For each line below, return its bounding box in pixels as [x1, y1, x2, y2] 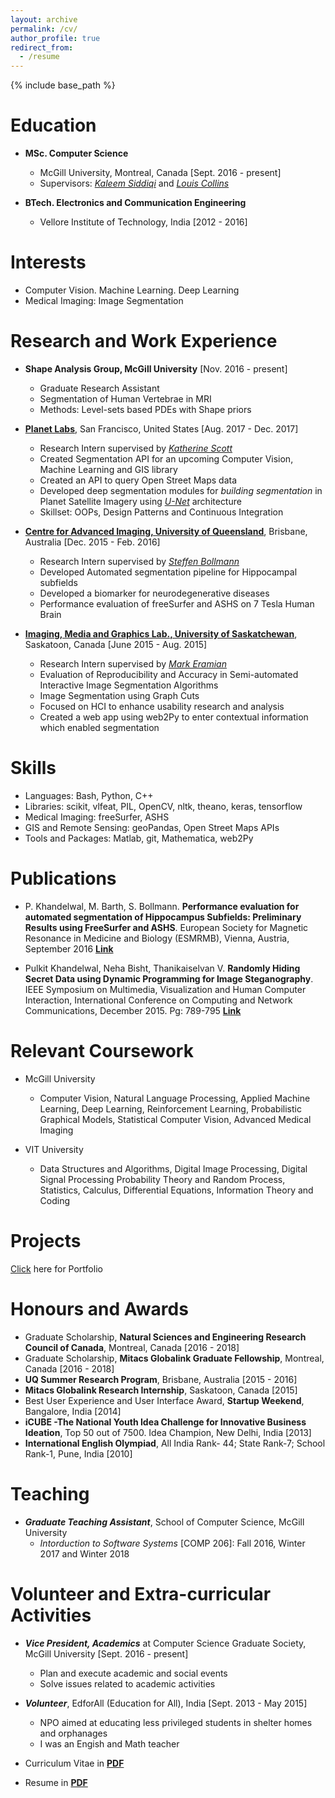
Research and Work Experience [10, 330, 278, 353]
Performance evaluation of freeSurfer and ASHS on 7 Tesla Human [39, 597, 315, 610]
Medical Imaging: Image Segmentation [24, 295, 184, 306]
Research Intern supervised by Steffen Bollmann [39, 555, 240, 567]
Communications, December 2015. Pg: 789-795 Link [24, 1004, 242, 1016]
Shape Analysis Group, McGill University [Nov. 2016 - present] [24, 362, 288, 375]
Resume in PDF [24, 1776, 88, 1788]
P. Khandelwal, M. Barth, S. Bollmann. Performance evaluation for [24, 900, 300, 912]
